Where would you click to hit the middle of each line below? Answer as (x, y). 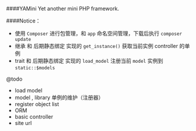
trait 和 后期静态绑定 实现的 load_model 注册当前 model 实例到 (89, 61)
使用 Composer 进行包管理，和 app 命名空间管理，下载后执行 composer (98, 33)
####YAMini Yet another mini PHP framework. (63, 9)
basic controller (34, 117)
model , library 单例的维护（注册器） (59, 98)
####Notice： (23, 21)
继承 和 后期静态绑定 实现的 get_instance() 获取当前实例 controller (96, 46)
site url (23, 123)
